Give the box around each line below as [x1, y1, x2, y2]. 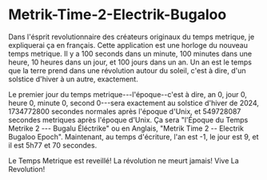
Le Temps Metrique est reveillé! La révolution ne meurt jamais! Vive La [8, 155, 240, 165]
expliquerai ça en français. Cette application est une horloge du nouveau [8, 40, 248, 49]
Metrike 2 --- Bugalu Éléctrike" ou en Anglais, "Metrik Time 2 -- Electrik [8, 123, 244, 133]
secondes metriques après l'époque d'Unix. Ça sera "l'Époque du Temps [8, 115, 249, 124]
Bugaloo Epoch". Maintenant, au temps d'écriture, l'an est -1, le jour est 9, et [8, 131, 259, 141]
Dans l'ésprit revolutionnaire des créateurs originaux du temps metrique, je [8, 32, 255, 41]
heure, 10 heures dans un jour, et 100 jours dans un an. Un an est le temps [8, 57, 252, 67]
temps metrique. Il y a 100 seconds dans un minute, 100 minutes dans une [8, 49, 253, 58]
